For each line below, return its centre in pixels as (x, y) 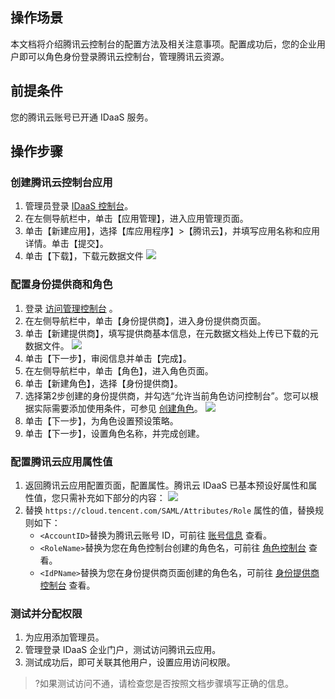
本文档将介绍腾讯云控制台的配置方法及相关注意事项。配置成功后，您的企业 (163, 44)
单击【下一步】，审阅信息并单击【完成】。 (108, 358)
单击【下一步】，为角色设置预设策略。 (101, 420)
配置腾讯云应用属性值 (61, 461)
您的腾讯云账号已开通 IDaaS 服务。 (82, 117)
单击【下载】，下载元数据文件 (84, 256)
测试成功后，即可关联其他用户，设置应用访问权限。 (130, 662)
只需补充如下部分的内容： (112, 497)
